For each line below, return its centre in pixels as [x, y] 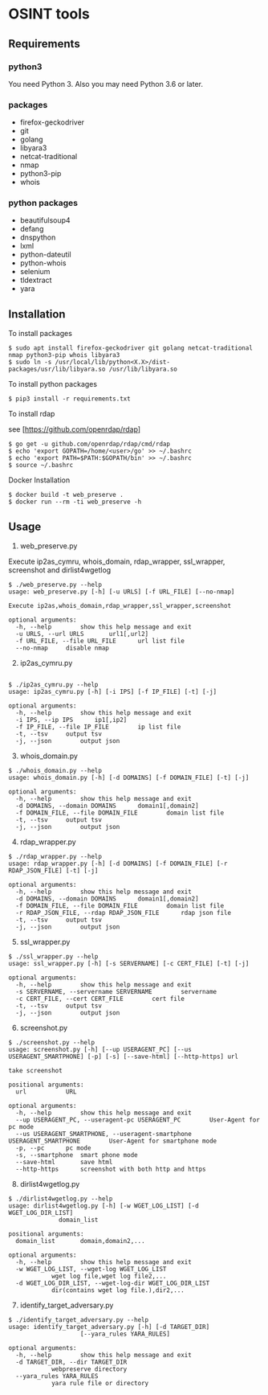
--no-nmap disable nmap [63, 648]
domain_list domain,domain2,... [81, 1241]
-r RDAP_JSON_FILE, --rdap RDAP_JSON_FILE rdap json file [123, 913]
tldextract [36, 280]
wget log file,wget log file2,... [109, 1276]
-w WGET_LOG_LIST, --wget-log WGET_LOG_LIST [91, 1270]
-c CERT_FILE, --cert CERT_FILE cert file [100, 999]
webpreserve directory [89, 1369]
